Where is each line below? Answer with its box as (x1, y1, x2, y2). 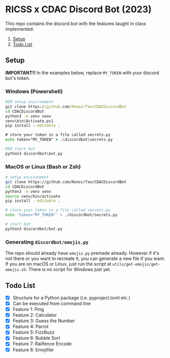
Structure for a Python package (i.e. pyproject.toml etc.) (12, 295, 131, 301)
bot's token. (5, 75, 31, 81)
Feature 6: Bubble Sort (12, 335, 60, 341)
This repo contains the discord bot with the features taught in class (5, 20, 147, 27)
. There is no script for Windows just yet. (26, 267, 111, 273)
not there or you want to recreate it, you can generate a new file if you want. (5, 255, 165, 261)
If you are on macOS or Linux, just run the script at (5, 261, 111, 267)
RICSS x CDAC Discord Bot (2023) (5, 4, 152, 15)
